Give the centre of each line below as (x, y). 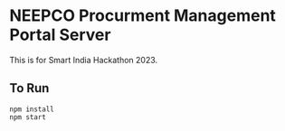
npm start (28, 117)
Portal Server (60, 35)
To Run (29, 88)
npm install (32, 109)
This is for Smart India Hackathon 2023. (84, 60)
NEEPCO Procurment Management (142, 16)
